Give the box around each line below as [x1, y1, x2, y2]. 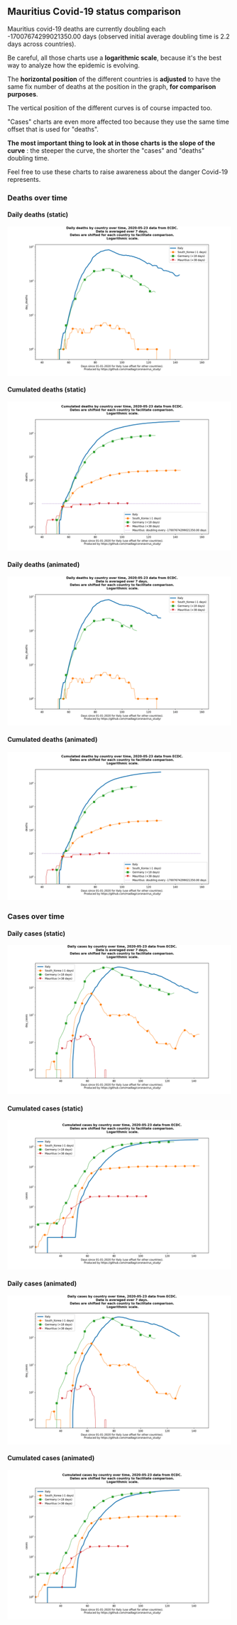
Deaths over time [7, 193, 68, 203]
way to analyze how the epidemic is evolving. [7, 60, 140, 70]
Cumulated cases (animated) [7, 1454, 95, 1462]
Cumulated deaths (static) [7, 385, 87, 394]
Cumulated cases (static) [7, 1104, 84, 1113]
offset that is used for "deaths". [7, 124, 99, 134]
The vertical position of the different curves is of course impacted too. [7, 103, 213, 112]
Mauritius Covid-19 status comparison [7, 6, 181, 18]
